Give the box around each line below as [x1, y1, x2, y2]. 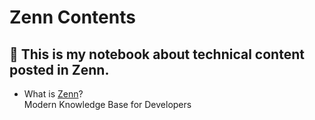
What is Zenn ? [23, 88, 84, 100]
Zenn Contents [9, 6, 136, 29]
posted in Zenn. [9, 61, 110, 78]
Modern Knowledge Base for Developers [23, 99, 192, 110]
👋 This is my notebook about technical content [9, 46, 305, 63]
